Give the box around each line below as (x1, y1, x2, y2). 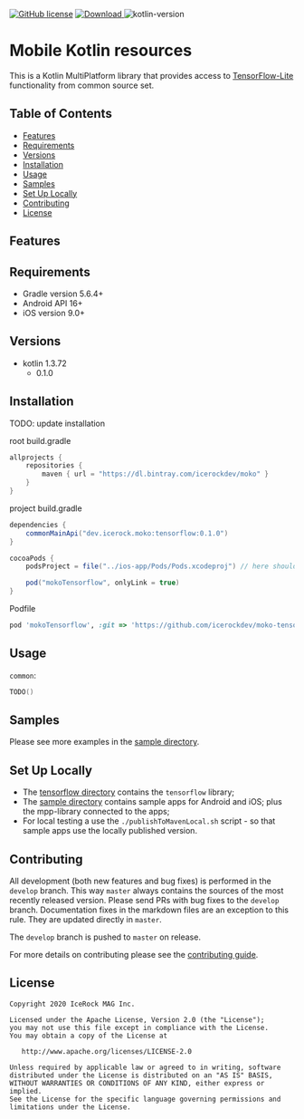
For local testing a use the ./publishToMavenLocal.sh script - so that (22, 815, 276, 826)
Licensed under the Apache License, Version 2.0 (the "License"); (9, 1015, 265, 1024)
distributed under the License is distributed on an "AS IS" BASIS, (9, 1070, 273, 1080)
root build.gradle (9, 435, 71, 446)
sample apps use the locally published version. (22, 825, 197, 836)
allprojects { (9, 453, 63, 462)
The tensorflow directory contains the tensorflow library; (22, 786, 235, 797)
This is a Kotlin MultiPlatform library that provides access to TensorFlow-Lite (9, 70, 294, 81)
